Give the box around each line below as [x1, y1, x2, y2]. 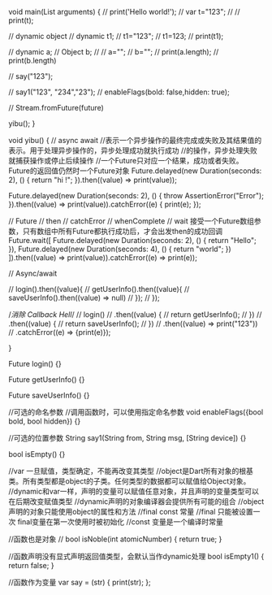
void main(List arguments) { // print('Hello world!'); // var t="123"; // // [8, 7, 240, 16]
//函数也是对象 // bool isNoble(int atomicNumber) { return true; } [8, 534, 222, 544]
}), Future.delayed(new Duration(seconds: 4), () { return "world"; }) [8, 244, 231, 254]
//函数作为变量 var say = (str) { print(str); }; [8, 577, 152, 587]
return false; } [8, 561, 54, 570]
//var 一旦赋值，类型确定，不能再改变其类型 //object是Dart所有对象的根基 [8, 467, 254, 476]
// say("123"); [8, 72, 54, 80]
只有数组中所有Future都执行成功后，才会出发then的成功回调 [22, 227, 223, 236]
